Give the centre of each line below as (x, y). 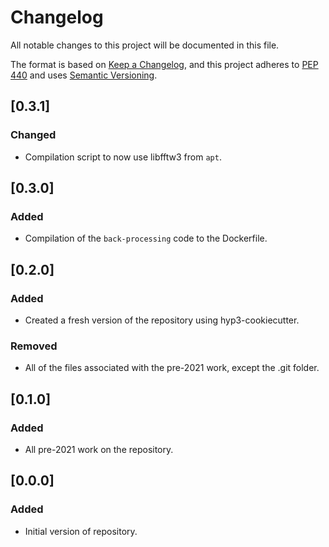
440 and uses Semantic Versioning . (84, 75)
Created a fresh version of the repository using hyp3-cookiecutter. (162, 320)
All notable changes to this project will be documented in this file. (145, 45)
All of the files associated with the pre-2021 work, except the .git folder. (172, 368)
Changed (33, 135)
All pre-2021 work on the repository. (99, 449)
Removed (34, 346)
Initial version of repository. (81, 531)
